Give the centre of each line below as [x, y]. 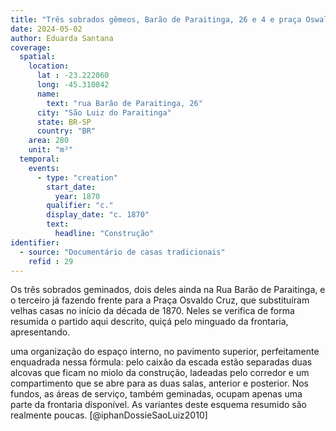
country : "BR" [66, 131]
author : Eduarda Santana [62, 38]
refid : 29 [51, 261]
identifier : [35, 242]
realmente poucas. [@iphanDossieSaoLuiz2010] [109, 415]
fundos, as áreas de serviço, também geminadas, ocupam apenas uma [156, 394]
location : [49, 66]
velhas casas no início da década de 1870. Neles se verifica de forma [152, 311]
